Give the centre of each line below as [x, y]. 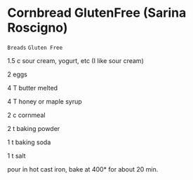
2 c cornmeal [26, 115]
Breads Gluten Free [35, 48]
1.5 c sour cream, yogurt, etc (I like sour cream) [75, 60]
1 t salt [16, 155]
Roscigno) [38, 28]
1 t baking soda [29, 142]
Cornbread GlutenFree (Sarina [97, 13]
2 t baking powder [34, 128]
